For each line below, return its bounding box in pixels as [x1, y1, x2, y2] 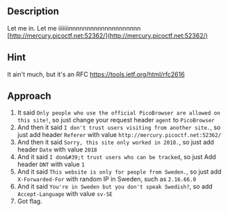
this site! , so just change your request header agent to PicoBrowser [17, 116, 215, 124]
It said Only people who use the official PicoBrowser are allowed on [17, 108, 220, 117]
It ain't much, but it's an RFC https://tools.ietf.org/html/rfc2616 [7, 70, 186, 79]
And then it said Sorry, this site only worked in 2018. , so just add [17, 138, 214, 147]
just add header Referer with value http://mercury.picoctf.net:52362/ [17, 131, 222, 139]
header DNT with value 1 [17, 160, 85, 169]
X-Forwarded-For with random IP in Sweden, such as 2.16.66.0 [17, 175, 197, 184]
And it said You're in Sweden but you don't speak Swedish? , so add [17, 182, 213, 190]
